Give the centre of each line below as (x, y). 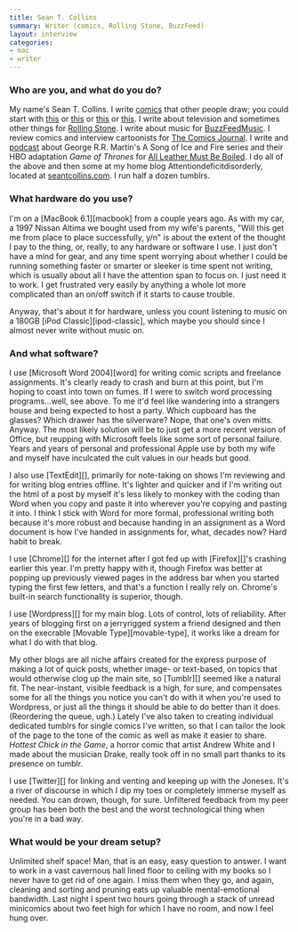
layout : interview (43, 34)
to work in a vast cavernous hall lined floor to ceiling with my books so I (140, 871)
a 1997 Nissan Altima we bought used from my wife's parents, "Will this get (147, 227)
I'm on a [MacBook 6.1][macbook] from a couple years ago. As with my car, (147, 218)
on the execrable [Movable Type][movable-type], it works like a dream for (145, 633)
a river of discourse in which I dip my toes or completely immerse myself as (148, 790)
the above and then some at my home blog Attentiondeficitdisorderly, (136, 167)
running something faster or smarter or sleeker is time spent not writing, (141, 266)
